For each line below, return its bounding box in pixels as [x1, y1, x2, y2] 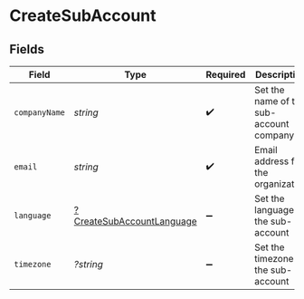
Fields [9, 42, 45, 57]
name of [254, 95, 290, 107]
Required [205, 69, 246, 81]
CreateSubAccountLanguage [73, 215, 197, 227]
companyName [14, 108, 66, 118]
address [254, 155, 290, 168]
